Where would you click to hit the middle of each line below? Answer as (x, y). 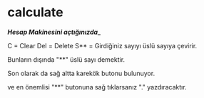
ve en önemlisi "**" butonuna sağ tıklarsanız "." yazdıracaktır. (97, 87)
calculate (36, 12)
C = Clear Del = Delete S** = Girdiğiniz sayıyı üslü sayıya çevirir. (102, 45)
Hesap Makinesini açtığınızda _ (54, 32)
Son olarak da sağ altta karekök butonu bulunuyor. (81, 73)
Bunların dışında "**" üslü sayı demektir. (66, 59)
